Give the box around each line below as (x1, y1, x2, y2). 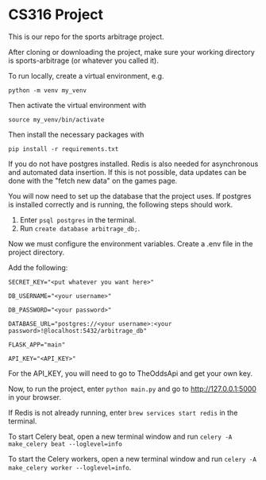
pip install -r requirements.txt (8, 145, 119, 153)
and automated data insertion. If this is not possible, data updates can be (8, 167, 247, 176)
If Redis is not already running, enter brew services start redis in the (8, 408, 238, 417)
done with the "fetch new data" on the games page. (8, 176, 178, 185)
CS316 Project (8, 6, 104, 24)
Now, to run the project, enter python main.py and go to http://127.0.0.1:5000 (8, 384, 256, 393)
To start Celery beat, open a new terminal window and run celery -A (8, 432, 233, 441)
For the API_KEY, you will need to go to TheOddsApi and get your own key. (8, 368, 253, 378)
